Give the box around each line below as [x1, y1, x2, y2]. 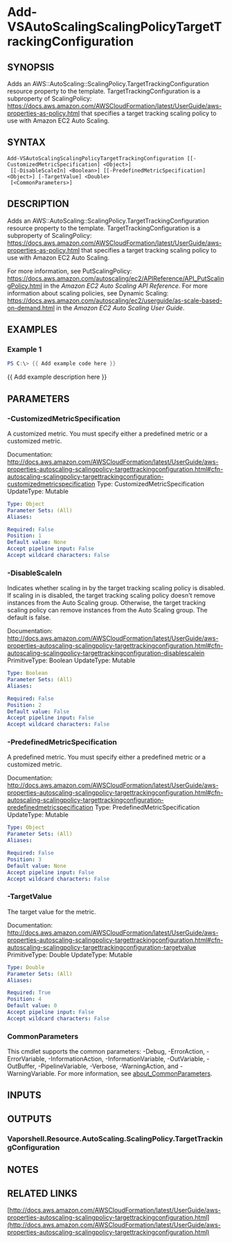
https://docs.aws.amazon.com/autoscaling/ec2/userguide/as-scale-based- [7, 296, 223, 305]
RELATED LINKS [7, 1188, 78, 1199]
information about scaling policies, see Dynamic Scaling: [7, 289, 169, 297]
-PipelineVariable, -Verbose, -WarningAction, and [37, 1062, 179, 1070]
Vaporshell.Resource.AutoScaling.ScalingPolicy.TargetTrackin [7, 1133, 223, 1143]
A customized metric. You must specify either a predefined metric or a [7, 429, 208, 438]
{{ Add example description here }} [7, 372, 107, 382]
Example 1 [7, 344, 42, 354]
